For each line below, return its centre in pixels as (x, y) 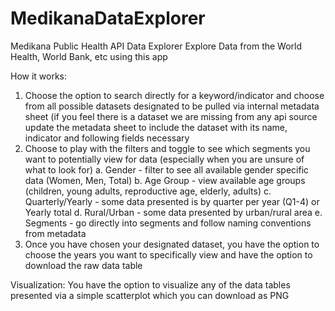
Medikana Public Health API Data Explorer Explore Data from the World (156, 46)
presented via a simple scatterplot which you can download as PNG (150, 295)
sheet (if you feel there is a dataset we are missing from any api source (171, 116)
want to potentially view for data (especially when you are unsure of (164, 159)
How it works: (39, 76)
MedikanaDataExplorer (108, 18)
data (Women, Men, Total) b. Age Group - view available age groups (165, 180)
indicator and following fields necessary (107, 138)
